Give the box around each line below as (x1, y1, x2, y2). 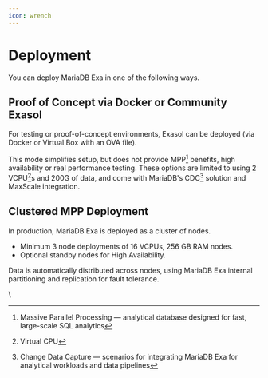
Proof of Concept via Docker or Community (8, 95, 227, 109)
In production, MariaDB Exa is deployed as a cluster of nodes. (8, 225, 211, 236)
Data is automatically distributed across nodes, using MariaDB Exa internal (8, 265, 253, 275)
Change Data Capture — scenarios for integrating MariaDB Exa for (19, 352, 238, 361)
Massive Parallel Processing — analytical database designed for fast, (19, 312, 247, 322)
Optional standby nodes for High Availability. (19, 249, 166, 260)
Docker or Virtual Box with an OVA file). (8, 137, 137, 148)
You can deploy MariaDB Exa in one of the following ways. (8, 73, 200, 82)
